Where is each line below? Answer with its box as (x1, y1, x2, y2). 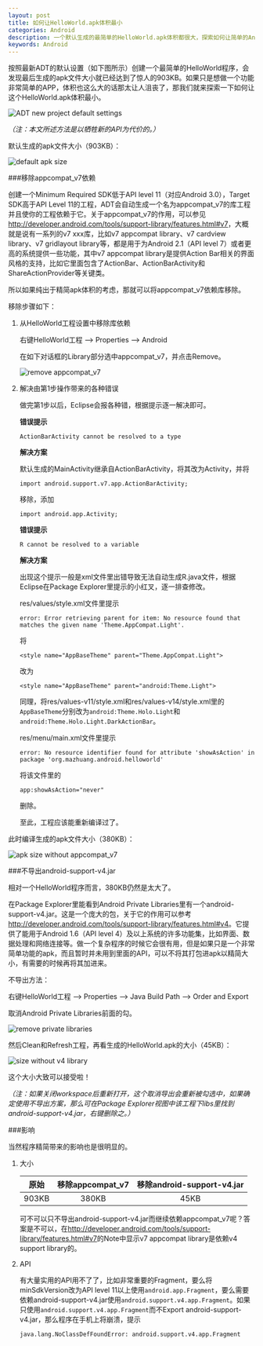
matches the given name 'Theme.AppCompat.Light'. (19, 621, 186, 629)
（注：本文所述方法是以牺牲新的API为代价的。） (8, 125, 160, 134)
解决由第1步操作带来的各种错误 (19, 384, 119, 393)
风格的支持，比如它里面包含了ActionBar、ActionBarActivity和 (8, 258, 206, 268)
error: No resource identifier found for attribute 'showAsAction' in (19, 749, 255, 757)
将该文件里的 (19, 770, 61, 780)
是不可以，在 (26, 1224, 68, 1234)
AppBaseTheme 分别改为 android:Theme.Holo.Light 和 (19, 707, 181, 716)
